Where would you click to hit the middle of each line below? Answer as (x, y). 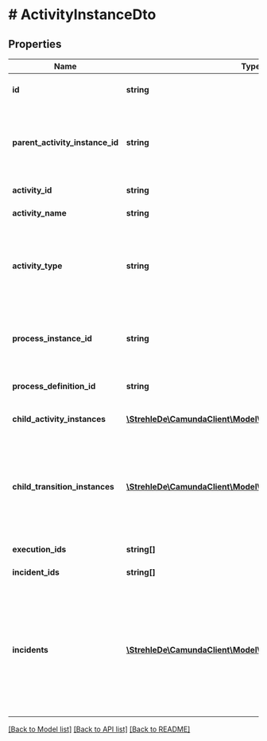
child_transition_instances (63, 487)
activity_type (37, 266)
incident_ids (36, 572)
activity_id (32, 190)
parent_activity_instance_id (66, 142)
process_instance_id (52, 338)
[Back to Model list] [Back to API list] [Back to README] (99, 729)
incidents (31, 650)
